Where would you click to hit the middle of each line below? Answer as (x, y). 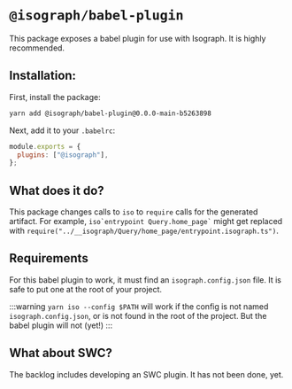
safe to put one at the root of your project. (85, 289)
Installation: (43, 76)
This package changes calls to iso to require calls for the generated (134, 212)
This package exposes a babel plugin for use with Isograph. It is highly (138, 38)
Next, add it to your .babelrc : (62, 130)
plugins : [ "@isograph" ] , (63, 155)
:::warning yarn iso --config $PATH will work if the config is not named (139, 306)
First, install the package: (55, 97)
